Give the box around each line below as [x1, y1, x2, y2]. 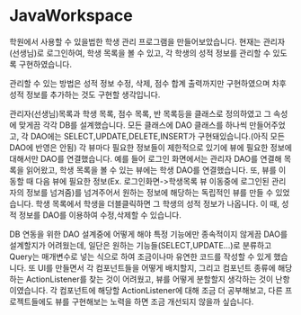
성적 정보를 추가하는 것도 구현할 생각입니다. [9, 89, 161, 100]
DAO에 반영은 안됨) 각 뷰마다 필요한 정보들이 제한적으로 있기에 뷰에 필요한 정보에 [9, 141, 292, 153]
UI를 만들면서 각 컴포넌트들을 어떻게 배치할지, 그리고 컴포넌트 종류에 [37, 262, 276, 273]
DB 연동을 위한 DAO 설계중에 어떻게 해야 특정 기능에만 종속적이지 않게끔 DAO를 [9, 229, 288, 239]
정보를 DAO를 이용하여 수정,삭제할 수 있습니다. [18, 209, 181, 220]
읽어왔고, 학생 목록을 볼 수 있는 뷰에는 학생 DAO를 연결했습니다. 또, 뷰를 [25, 164, 277, 175]
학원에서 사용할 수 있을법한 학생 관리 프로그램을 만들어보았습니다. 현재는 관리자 [9, 36, 286, 47]
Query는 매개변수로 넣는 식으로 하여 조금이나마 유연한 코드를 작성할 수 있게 [9, 251, 272, 262]
